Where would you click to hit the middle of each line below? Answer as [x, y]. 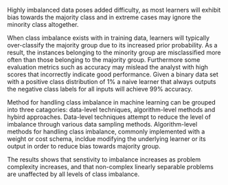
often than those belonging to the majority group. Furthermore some [104, 60]
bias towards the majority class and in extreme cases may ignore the [104, 17]
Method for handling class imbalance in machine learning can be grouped [112, 102]
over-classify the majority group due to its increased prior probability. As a [112, 45]
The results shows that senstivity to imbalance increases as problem [104, 160]
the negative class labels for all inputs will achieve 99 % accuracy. [100, 89]
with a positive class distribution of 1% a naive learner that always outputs [112, 81]
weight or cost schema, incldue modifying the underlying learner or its [106, 139]
